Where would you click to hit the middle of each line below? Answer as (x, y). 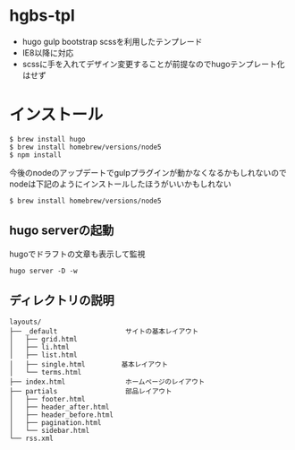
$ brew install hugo (48, 139)
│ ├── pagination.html (55, 422)
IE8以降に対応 (48, 52)
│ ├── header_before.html (62, 415)
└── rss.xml (31, 438)
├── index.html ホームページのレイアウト (107, 382)
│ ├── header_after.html (59, 407)
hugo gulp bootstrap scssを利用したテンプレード (112, 41)
